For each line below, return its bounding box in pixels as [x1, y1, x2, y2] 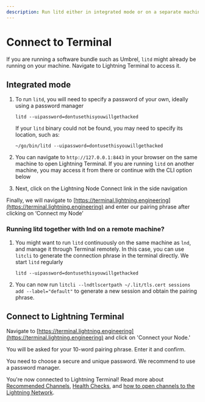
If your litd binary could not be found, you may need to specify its [15, 124, 183, 132]
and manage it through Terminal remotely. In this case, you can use [15, 245, 184, 253]
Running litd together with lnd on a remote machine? [6, 225, 165, 234]
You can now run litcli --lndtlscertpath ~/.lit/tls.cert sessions [15, 281, 191, 288]
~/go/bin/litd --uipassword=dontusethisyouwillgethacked [15, 143, 164, 149]
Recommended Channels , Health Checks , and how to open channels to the [6, 382, 195, 390]
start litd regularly [15, 258, 63, 265]
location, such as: [15, 131, 60, 138]
